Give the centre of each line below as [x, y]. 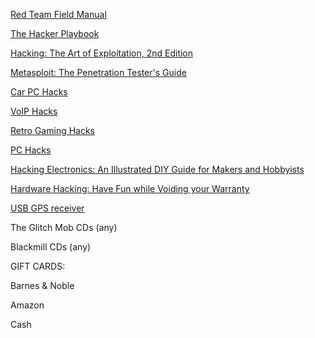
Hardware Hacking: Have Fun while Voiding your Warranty [130, 188]
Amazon [27, 305]
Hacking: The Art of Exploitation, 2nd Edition [102, 53]
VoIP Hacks [34, 111]
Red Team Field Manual [58, 14]
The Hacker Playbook [55, 33]
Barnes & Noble [42, 285]
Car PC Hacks [39, 92]
